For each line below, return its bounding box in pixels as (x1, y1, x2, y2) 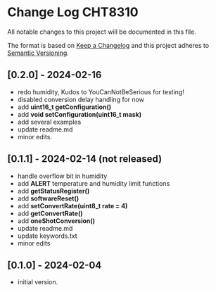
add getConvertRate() (17, 209, 83, 217)
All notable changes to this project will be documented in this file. (7, 27, 197, 36)
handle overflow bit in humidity (17, 172, 108, 180)
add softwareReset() (17, 194, 80, 203)
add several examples (17, 118, 82, 126)
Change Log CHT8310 (7, 4, 139, 20)
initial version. (17, 278, 58, 286)
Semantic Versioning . (7, 49, 69, 57)
